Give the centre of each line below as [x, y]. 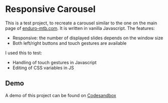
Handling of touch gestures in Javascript [54, 62]
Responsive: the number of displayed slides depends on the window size [88, 38]
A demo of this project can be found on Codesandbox [61, 95]
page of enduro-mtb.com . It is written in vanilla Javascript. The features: [80, 28]
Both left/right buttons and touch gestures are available [69, 43]
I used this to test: [24, 53]
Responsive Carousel [50, 9]
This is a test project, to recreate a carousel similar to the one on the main [81, 23]
